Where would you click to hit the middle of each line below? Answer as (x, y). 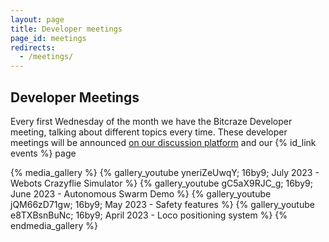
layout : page (37, 19)
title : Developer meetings (66, 29)
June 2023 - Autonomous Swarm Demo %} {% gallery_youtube (141, 193)
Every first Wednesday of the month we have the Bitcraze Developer (151, 121)
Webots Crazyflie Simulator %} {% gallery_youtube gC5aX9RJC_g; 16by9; (161, 183)
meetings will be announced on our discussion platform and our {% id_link (163, 142)
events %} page (43, 153)
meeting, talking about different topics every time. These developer (149, 132)
